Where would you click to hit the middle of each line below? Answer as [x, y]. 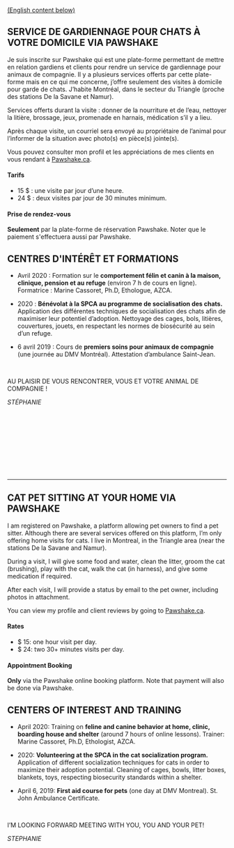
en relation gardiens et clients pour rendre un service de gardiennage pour [114, 67]
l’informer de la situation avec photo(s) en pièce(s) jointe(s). [93, 138]
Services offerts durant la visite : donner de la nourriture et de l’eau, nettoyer [117, 110]
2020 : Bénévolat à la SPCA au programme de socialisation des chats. [120, 304]
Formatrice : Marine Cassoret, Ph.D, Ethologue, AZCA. [95, 290]
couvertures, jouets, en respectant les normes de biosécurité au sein [116, 326]
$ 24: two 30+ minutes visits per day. [71, 650]
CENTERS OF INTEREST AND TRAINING [94, 710]
